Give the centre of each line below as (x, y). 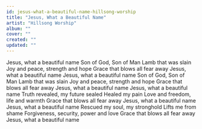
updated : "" (21, 46)
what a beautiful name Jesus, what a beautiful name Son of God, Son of (96, 75)
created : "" (21, 40)
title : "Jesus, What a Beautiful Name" (56, 17)
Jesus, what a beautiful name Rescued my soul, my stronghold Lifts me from (101, 107)
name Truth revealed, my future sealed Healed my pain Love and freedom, (99, 94)
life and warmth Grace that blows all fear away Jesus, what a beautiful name (101, 100)
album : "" (19, 28)
